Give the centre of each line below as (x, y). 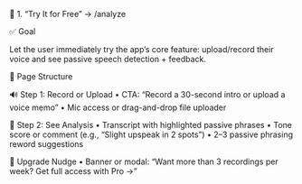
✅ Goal (23, 31)
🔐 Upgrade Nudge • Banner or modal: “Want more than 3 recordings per (144, 161)
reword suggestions (47, 144)
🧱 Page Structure (41, 76)
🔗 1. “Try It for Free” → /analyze (68, 14)
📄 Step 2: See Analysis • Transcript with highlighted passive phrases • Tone (151, 125)
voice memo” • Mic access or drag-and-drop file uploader (118, 107)
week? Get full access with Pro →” (73, 171)
